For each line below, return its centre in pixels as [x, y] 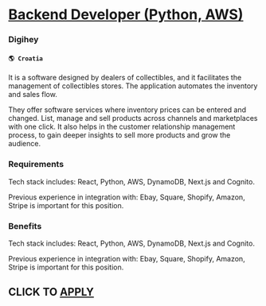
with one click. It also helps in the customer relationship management [122, 127]
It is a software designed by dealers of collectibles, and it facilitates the [125, 78]
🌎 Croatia [26, 58]
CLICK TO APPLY [51, 292]
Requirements [36, 165]
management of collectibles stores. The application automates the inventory [133, 86]
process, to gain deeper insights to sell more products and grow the [119, 135]
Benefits [25, 226]
